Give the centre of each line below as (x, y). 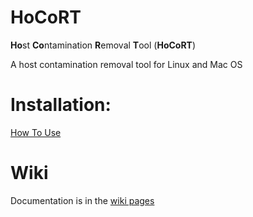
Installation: (61, 105)
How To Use (36, 132)
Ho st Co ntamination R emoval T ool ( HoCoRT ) (103, 45)
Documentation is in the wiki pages (82, 200)
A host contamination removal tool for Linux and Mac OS (126, 64)
